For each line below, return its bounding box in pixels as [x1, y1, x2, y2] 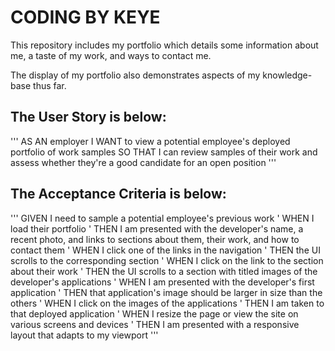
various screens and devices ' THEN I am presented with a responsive [10, 318, 300, 330]
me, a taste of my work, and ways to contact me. [10, 49, 212, 61]
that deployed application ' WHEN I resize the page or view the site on [10, 307, 299, 320]
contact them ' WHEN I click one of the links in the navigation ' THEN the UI [10, 244, 321, 256]
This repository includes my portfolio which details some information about [10, 39, 319, 51]
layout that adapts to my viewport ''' [10, 329, 159, 341]
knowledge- [262, 69, 313, 81]
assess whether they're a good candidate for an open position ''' [10, 156, 277, 168]
